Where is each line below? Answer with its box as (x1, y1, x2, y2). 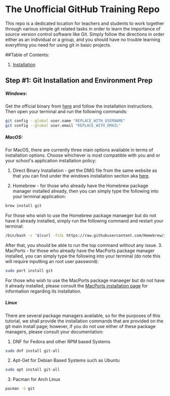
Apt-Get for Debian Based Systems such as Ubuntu (12, 357, 120, 364)
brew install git (5, 203, 42, 208)
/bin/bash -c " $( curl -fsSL (5, 233, 65, 238)
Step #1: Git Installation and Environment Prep (5, 76, 153, 85)
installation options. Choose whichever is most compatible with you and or (5, 152, 160, 158)
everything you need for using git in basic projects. (5, 42, 111, 48)
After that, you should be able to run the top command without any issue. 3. (5, 242, 163, 248)
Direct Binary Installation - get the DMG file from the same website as (12, 167, 157, 173)
